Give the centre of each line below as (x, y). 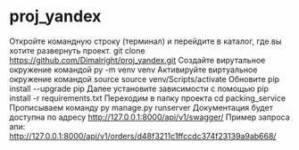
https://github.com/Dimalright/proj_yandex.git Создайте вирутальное (137, 60)
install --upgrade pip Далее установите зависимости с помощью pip (139, 88)
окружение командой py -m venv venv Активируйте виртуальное (133, 70)
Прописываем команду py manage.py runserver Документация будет (141, 107)
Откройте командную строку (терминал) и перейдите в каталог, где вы (145, 41)
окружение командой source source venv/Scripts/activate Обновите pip (144, 79)
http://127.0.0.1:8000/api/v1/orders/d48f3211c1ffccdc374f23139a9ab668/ (143, 136)
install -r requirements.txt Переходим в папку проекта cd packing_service (148, 98)
